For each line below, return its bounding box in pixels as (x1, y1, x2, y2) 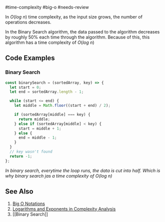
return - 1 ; (9, 154, 32, 159)
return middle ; (18, 117, 50, 122)
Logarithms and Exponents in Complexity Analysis (12, 206, 116, 212)
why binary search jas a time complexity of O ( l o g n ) (5, 173, 112, 179)
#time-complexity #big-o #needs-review (5, 4, 89, 10)
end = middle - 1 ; (18, 135, 57, 140)
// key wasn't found (9, 149, 52, 154)
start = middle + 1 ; (18, 126, 61, 131)
